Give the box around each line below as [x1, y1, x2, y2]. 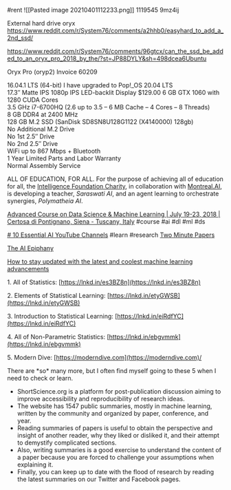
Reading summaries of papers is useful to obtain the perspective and [16, 424, 213, 432]
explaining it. [16, 460, 54, 469]
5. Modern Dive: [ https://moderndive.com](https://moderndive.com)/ [7, 354, 202, 361]
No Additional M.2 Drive [7, 125, 75, 133]
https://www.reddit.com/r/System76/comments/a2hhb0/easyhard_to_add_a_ [7, 27, 224, 34]
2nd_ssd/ [7, 34, 34, 42]
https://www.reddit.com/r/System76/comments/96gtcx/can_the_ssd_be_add [7, 47, 223, 55]
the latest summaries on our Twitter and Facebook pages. [16, 475, 181, 483]
